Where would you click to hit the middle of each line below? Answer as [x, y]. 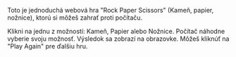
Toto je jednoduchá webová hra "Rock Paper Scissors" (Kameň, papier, [111, 10]
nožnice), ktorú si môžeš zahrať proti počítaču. [75, 18]
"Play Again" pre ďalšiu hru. [48, 46]
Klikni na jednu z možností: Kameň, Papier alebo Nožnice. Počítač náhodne [116, 31]
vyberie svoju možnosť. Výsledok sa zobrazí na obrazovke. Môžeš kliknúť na [118, 39]
